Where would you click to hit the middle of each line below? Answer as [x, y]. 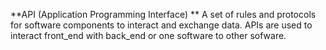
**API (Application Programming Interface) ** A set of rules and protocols [163, 14]
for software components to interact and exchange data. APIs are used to [161, 25]
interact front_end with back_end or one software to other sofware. [148, 35]
